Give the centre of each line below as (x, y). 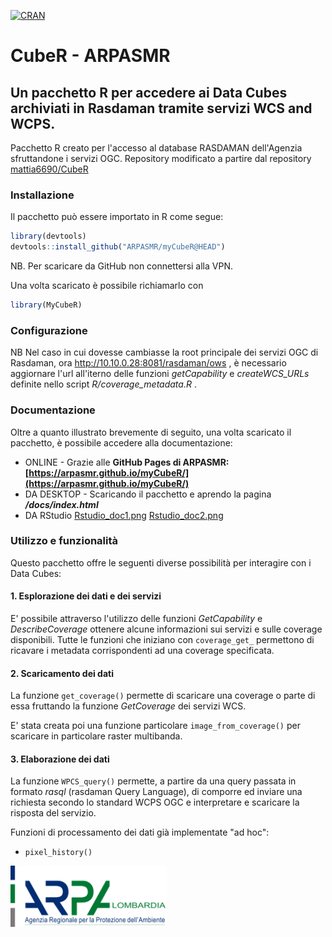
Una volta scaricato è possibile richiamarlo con (107, 286)
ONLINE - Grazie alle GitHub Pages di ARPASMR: (127, 462)
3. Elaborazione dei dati (60, 759)
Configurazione (49, 330)
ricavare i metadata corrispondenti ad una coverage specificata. (142, 651)
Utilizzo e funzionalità (64, 541)
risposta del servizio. (53, 813)
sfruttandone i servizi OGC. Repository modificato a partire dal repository (161, 158)
